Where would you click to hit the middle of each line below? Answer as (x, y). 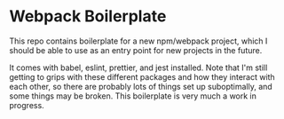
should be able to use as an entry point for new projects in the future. (136, 50)
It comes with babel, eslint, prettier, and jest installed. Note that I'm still (138, 67)
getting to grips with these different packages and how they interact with (142, 76)
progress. (27, 105)
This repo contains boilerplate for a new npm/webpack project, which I (138, 41)
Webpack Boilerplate (88, 16)
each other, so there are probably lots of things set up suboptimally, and (141, 86)
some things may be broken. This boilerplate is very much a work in (133, 96)
